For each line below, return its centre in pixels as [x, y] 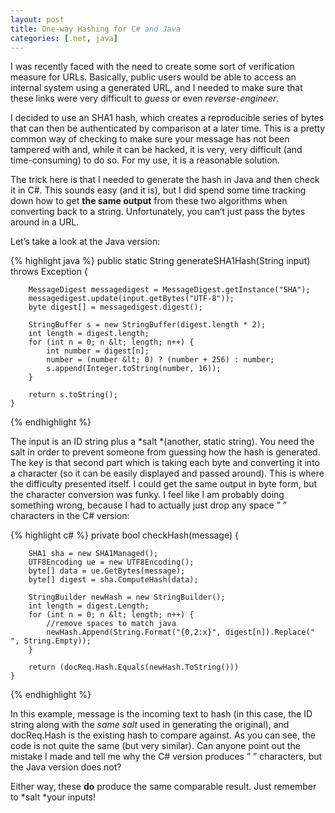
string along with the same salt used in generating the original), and [150, 725]
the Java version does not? [66, 767]
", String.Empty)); [51, 641]
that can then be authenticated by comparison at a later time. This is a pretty [168, 128]
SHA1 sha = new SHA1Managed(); [93, 554]
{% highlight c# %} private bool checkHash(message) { [124, 535]
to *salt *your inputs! [53, 797]
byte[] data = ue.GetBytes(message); [107, 571]
